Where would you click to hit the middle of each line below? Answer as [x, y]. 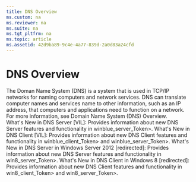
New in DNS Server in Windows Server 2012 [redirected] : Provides [88, 148]
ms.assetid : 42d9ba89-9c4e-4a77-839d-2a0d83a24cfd [70, 45]
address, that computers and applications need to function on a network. [95, 109]
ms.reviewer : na [26, 23]
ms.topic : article [29, 39]
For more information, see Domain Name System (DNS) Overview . [87, 116]
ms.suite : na [22, 28]
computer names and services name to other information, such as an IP [94, 103]
